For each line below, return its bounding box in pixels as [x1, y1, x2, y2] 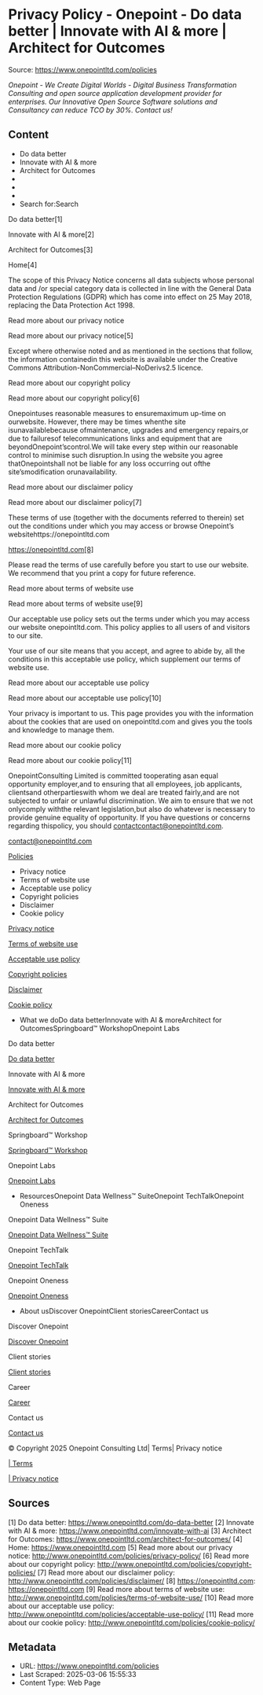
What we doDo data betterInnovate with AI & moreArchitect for [19, 1015, 222, 1024]
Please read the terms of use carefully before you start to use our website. [8, 560, 249, 569]
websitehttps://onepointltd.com [8, 529, 110, 539]
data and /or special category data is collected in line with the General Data [8, 283, 252, 293]
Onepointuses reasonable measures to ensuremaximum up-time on [8, 408, 226, 418]
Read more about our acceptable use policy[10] [8, 693, 162, 702]
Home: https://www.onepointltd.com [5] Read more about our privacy [8, 1542, 233, 1552]
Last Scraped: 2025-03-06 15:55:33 [19, 1670, 137, 1679]
